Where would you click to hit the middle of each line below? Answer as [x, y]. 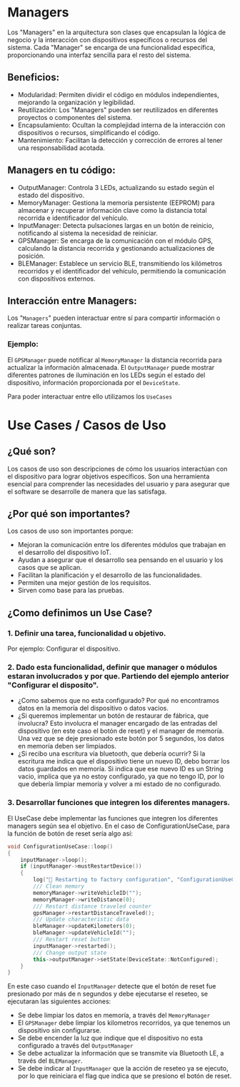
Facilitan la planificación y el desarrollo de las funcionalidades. [110, 575]
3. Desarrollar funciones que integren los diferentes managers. [119, 803]
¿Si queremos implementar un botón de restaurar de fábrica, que [113, 716]
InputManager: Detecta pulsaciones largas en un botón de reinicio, [116, 225]
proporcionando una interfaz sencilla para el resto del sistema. [99, 55]
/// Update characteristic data [81, 920]
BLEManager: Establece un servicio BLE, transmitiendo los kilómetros [120, 263]
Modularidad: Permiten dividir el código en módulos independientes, [118, 94]
